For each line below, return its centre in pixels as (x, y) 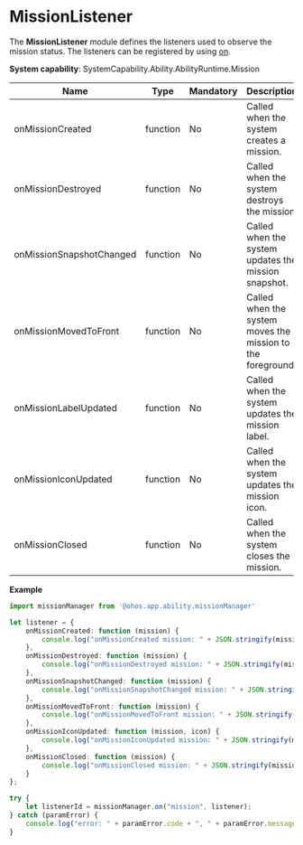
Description (272, 90)
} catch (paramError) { (54, 815)
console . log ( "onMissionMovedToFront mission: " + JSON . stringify (167, 715)
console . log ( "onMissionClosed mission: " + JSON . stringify (155, 765)
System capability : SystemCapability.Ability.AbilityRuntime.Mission (134, 69)
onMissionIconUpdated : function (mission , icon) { (123, 732)
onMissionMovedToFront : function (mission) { (113, 707)
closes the (268, 556)
